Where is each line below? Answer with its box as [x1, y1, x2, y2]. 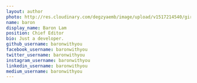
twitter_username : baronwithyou [6, 52, 85, 58]
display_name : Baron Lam [6, 25, 67, 31]
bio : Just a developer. [6, 36, 64, 41]
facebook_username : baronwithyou [6, 47, 88, 53]
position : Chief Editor [6, 30, 64, 36]
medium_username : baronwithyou [6, 68, 83, 74]
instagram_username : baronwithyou [6, 57, 91, 63]
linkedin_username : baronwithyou [6, 63, 88, 69]
